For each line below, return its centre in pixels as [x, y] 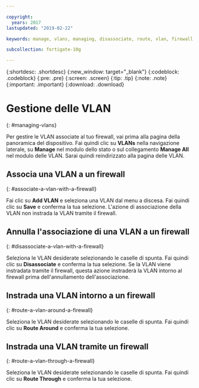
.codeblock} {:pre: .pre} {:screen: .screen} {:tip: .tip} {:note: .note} [87, 78]
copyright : [20, 17]
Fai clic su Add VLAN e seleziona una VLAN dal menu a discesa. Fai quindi [98, 200]
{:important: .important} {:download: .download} [65, 85]
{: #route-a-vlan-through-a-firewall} [51, 361]
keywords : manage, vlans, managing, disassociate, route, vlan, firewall [100, 39]
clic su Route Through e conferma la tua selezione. [69, 379]
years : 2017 [27, 22]
